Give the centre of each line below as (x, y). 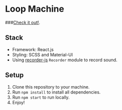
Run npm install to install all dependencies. (56, 92)
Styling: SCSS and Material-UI (42, 55)
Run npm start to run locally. (41, 97)
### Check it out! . (23, 22)
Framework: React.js (33, 49)
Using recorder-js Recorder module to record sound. (65, 60)
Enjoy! (18, 102)
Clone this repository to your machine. (51, 87)
